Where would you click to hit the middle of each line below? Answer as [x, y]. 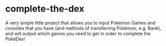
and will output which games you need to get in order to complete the [78, 33]
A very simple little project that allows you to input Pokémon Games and [80, 23]
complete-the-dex [45, 9]
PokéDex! [15, 39]
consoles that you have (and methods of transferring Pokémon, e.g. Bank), [83, 28]
